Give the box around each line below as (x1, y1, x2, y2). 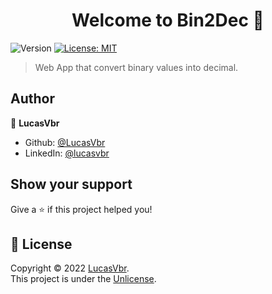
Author (10, 90, 55, 108)
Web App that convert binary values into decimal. (34, 61, 239, 73)
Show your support (10, 176, 133, 193)
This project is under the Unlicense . (10, 273, 157, 285)
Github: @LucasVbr (24, 136, 106, 148)
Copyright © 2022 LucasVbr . (10, 262, 130, 274)
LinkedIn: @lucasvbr (24, 147, 110, 159)
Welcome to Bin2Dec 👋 (71, 9, 265, 32)
